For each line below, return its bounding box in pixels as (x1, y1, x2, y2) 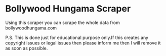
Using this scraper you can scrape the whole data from (5, 19, 120, 25)
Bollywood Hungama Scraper (5, 3, 131, 14)
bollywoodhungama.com (5, 24, 57, 30)
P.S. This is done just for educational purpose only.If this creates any (5, 34, 148, 40)
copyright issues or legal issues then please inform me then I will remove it (5, 39, 161, 45)
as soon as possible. (5, 45, 48, 51)
